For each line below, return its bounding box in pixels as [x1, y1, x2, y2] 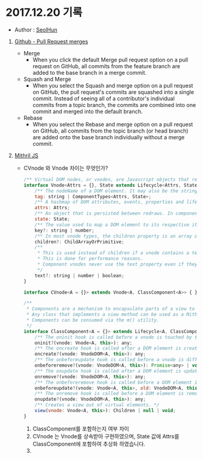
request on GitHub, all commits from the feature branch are [32, 62, 181, 70]
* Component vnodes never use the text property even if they [37, 261, 198, 267]
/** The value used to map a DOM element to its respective [35, 221, 190, 228]
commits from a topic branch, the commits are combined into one [32, 101, 196, 108]
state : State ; [35, 216, 70, 223]
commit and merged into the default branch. [32, 108, 143, 115]
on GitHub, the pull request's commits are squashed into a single [32, 88, 195, 95]
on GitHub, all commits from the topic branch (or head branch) [32, 127, 188, 134]
